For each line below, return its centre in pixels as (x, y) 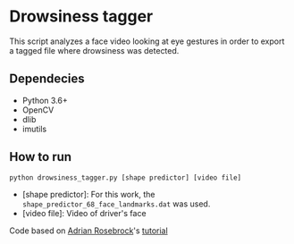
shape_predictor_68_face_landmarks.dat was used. (116, 204)
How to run (41, 157)
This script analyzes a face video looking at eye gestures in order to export (147, 41)
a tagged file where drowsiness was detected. (94, 50)
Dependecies (47, 79)
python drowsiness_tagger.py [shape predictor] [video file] (126, 177)
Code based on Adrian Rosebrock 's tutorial (88, 231)
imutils (34, 129)
